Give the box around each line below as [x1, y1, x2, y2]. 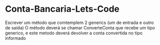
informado [5, 35, 26, 41]
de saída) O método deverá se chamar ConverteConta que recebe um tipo [5, 24, 156, 30]
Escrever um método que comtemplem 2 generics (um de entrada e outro [5, 20, 154, 25]
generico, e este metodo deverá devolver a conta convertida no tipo [5, 30, 143, 36]
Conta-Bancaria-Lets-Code [5, 3, 120, 15]
